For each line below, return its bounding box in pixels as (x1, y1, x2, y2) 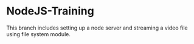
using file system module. (6, 30, 71, 37)
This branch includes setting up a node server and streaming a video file (6, 24, 188, 31)
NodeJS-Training (6, 4, 94, 18)
